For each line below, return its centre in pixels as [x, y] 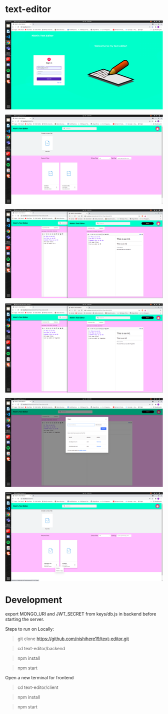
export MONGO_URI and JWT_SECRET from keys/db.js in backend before [81, 614]
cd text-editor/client [38, 687]
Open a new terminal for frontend [39, 677]
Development [34, 600]
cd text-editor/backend [41, 648]
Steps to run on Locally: [29, 629]
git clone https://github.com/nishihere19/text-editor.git [73, 639]
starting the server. [25, 619]
